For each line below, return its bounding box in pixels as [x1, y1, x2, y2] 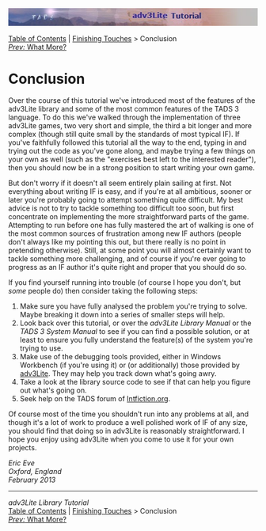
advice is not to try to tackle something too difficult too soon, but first [8, 203, 234, 213]
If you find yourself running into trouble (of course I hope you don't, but [8, 278, 241, 287]
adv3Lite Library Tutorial [8, 498, 89, 507]
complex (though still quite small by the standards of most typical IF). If [8, 130, 240, 139]
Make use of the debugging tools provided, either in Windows [19, 352, 222, 362]
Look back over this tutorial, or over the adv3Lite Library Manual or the [19, 318, 252, 328]
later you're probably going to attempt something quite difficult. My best [8, 195, 244, 205]
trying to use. [19, 343, 63, 353]
